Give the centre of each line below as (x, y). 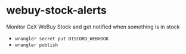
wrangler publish (36, 45)
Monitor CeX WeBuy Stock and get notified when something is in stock (93, 27)
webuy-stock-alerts (57, 10)
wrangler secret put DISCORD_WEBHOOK (62, 39)
